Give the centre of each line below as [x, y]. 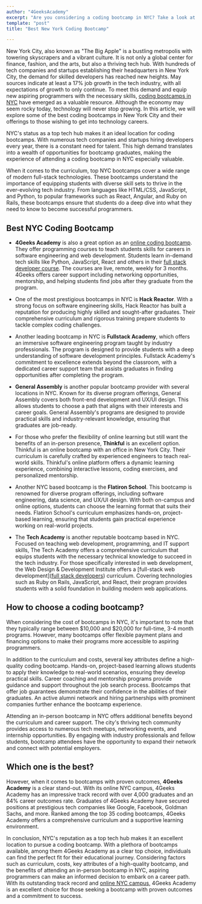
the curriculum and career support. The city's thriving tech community [94, 722]
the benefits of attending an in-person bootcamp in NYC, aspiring [88, 870]
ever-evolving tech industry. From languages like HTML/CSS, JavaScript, [97, 190]
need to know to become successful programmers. [70, 209]
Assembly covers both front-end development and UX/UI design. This [102, 399]
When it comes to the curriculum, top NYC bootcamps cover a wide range [98, 171]
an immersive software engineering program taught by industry [94, 343]
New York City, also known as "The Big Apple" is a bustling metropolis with [99, 51]
